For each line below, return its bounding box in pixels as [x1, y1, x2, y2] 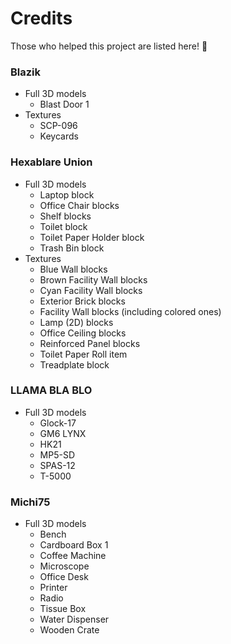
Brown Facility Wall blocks [39, 273, 148, 286]
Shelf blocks [39, 210, 92, 222]
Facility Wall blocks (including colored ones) [39, 305, 222, 317]
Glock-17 [39, 417, 77, 429]
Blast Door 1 [39, 98, 90, 111]
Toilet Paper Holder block [39, 231, 145, 243]
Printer [39, 582, 68, 594]
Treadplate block [39, 358, 110, 371]
